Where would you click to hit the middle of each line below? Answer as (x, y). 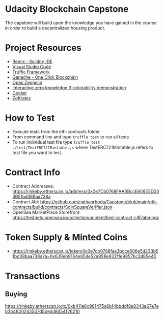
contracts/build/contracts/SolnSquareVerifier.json (62, 207)
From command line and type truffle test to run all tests (70, 137)
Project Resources (43, 48)
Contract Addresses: (33, 186)
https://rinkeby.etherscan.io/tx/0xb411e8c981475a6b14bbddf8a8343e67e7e (82, 306)
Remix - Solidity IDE (32, 61)
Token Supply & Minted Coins (66, 237)
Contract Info (33, 172)
